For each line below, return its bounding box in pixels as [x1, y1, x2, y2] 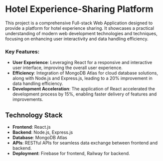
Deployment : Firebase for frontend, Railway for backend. [12, 151, 131, 157]
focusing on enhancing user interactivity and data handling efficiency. [5, 36, 149, 42]
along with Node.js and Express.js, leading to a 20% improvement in [12, 76, 153, 81]
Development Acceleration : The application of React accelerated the [12, 86, 156, 92]
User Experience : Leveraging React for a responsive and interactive [12, 60, 153, 66]
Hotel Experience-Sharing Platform [5, 3, 154, 15]
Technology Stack [5, 111, 63, 119]
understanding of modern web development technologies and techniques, [5, 30, 158, 36]
